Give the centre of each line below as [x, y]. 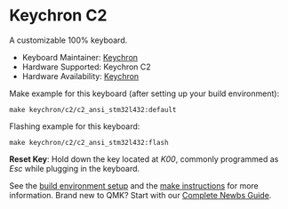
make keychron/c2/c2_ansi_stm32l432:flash [89, 142]
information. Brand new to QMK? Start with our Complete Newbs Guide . [140, 195]
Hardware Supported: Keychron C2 [86, 67]
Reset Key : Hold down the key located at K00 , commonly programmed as [144, 159]
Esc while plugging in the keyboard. [75, 168]
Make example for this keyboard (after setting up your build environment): [144, 93]
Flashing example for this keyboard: [75, 126]
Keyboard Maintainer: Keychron [80, 57]
